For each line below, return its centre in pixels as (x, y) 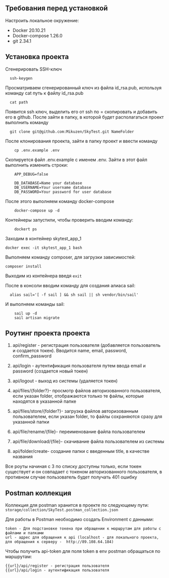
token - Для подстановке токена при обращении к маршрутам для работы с (83, 529)
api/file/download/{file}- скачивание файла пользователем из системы (88, 442)
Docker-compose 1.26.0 (38, 35)
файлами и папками (24, 533)
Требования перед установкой (57, 8)
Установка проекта (37, 57)
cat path (19, 102)
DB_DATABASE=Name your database (48, 183)
